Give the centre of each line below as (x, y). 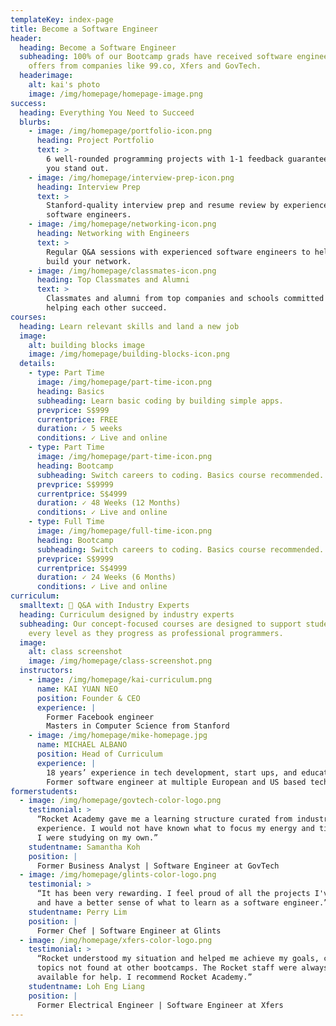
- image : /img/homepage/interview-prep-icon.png (131, 177)
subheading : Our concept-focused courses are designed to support (160, 624)
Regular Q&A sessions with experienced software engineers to (178, 252)
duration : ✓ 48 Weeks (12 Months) (109, 503)
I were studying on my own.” (97, 837)
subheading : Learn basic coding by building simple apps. (160, 401)
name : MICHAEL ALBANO (82, 745)
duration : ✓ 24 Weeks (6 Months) (106, 577)
